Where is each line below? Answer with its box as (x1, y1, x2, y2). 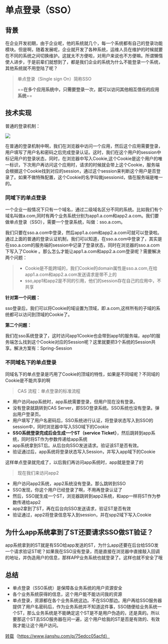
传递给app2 (16, 499, 41, 505)
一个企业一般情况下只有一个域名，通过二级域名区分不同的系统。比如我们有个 (5, 206, 163, 212)
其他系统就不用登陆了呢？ (5, 65, 58, 71)
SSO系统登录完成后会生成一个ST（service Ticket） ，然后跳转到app (12, 430, 151, 436)
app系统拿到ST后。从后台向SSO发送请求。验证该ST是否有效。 (12, 442, 141, 448)
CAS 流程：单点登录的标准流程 (17, 388, 81, 394)
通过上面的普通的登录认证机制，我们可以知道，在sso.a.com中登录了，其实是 (5, 236, 162, 242)
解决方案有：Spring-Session (13, 345, 72, 351)
